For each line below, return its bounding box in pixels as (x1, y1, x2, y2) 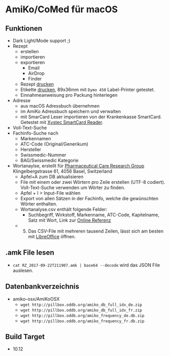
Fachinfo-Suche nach (12, 130, 59, 136)
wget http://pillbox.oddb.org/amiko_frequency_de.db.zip (20, 313, 145, 318)
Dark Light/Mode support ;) (12, 37, 71, 44)
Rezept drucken (20, 81, 54, 87)
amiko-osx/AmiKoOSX (12, 296, 60, 302)
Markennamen (20, 136, 51, 141)
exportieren (20, 59, 45, 65)
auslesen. (12, 267, 33, 274)
